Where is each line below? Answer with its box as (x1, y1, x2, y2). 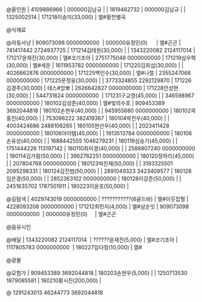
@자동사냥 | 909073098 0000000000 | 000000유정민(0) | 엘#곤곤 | (6, 39, 181, 46)
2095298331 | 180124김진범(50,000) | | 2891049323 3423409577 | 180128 (6, 167, 192, 175)
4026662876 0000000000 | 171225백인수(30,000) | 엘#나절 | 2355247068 (6, 69, 191, 76)
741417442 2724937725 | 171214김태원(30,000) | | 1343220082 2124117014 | (6, 47, 195, 54)
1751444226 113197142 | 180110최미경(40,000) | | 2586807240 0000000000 (6, 145, 196, 152)
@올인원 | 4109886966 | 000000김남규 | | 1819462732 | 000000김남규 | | (6, 6, 186, 13)
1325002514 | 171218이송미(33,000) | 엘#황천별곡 (6, 13, 126, 21)
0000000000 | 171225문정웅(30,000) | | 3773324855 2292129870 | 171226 (6, 77, 192, 84)
